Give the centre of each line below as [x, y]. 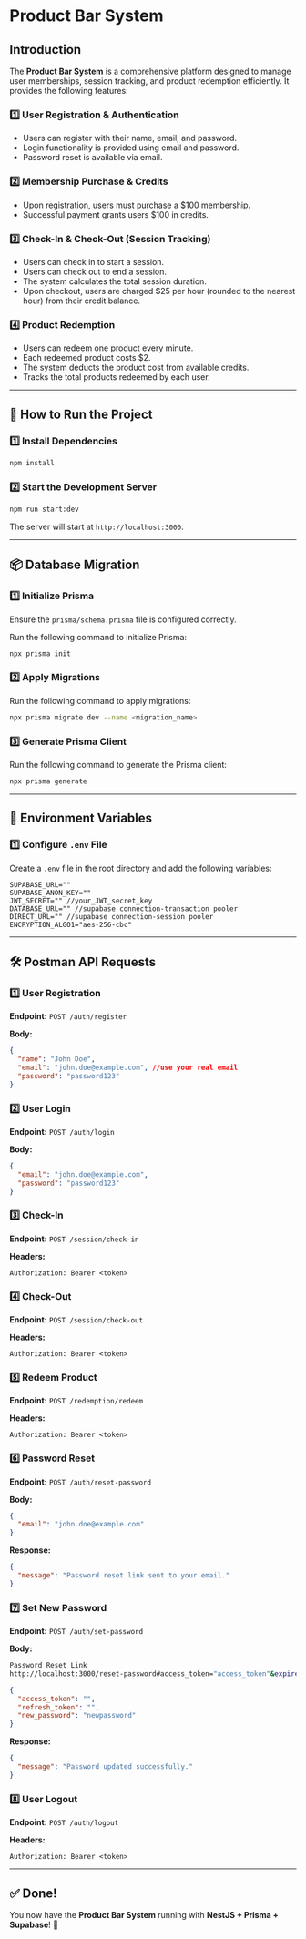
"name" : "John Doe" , [56, 1059]
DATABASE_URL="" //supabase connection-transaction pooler [124, 908]
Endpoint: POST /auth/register [68, 1016]
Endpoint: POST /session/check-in [74, 1239]
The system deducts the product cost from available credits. [136, 367]
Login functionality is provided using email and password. [131, 148]
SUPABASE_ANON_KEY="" [51, 893]
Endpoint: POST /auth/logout [64, 1822]
